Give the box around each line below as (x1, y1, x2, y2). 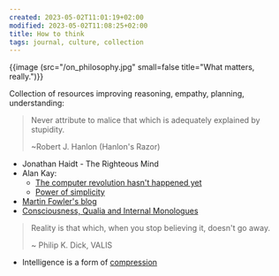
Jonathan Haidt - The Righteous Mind (21, 158, 159, 169)
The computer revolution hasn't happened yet (34, 178, 202, 188)
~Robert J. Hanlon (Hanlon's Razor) (30, 142, 161, 152)
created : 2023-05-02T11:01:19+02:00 (9, 12, 144, 22)
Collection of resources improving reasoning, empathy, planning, (9, 88, 245, 99)
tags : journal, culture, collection (9, 37, 144, 47)
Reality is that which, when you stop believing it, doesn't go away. (30, 223, 271, 234)
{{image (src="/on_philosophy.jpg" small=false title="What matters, (9, 62, 255, 73)
